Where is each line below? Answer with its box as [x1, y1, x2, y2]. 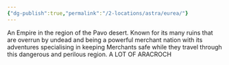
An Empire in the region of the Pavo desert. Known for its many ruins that [7, 28, 214, 37]
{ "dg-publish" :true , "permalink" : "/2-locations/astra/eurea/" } [7, 9, 189, 17]
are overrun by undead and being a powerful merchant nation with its [7, 35, 203, 44]
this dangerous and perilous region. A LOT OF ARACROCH [7, 50, 172, 58]
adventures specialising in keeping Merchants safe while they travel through [7, 43, 223, 51]
